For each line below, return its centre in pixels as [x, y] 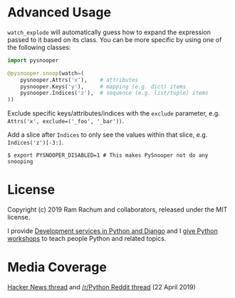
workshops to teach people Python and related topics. [87, 239]
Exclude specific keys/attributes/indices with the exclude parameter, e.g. [114, 113]
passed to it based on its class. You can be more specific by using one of [115, 39]
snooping [20, 162]
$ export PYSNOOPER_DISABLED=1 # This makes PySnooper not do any [108, 155]
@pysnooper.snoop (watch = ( [46, 73]
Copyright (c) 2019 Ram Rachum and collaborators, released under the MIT [117, 210]
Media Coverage [57, 267]
